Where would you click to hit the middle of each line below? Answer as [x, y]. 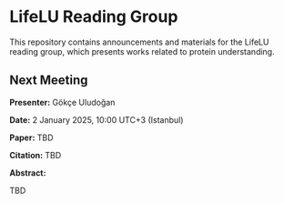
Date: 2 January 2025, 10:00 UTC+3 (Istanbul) [96, 119]
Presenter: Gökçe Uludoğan [62, 102]
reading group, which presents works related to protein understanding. [142, 51]
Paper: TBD [31, 137]
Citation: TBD [35, 155]
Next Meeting [49, 81]
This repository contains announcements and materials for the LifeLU [139, 42]
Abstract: [28, 173]
